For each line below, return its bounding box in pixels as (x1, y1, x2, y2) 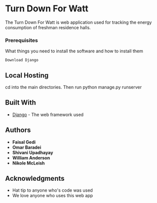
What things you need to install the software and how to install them (5, 48, 143, 54)
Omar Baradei (12, 144, 41, 150)
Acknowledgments (5, 174, 65, 183)
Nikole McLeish (12, 160, 45, 166)
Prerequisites (5, 37, 38, 43)
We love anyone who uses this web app (12, 193, 93, 199)
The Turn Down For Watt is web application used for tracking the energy (5, 19, 152, 25)
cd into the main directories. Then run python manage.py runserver (5, 84, 142, 90)
